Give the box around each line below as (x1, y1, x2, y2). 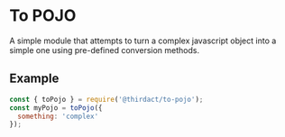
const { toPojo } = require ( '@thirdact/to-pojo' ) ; (9, 95, 204, 104)
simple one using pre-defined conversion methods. (9, 44, 200, 55)
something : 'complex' (17, 112, 99, 121)
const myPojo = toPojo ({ (9, 103, 103, 113)
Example (9, 71, 60, 87)
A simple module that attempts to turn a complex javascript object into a (9, 35, 277, 46)
